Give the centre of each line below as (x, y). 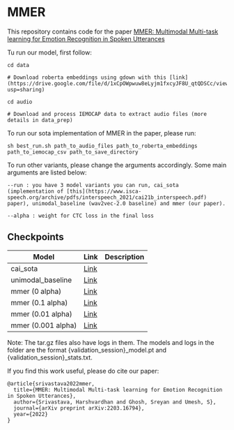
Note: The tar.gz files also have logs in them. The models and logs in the (111, 342)
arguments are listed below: (47, 172)
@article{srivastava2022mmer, (51, 384)
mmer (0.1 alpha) (39, 302)
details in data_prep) (40, 120)
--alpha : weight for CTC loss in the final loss (81, 216)
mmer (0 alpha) (36, 291)
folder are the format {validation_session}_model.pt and (87, 350)
